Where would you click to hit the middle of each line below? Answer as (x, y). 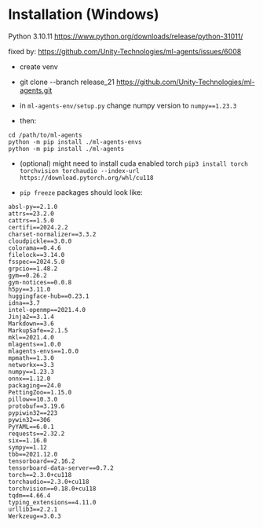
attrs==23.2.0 (31, 214)
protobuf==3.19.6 (37, 406)
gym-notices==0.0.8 (40, 282)
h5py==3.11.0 (29, 289)
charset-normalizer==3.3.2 (52, 234)
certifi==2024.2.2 (38, 227)
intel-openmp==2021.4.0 (47, 310)
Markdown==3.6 (31, 324)
